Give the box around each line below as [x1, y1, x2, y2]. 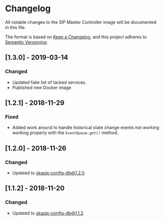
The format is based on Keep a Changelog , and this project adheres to [5, 34, 147, 40]
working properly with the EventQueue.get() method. [12, 130, 118, 136]
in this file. [5, 24, 26, 30]
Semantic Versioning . [5, 39, 48, 45]
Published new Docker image [12, 84, 71, 90]
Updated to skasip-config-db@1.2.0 [12, 170, 85, 176]
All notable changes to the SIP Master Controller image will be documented [5, 19, 157, 25]
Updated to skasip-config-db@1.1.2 [12, 210, 84, 216]
